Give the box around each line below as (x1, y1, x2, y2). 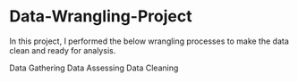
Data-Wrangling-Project (9, 6, 192, 27)
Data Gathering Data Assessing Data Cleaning (9, 62, 179, 73)
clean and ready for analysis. (9, 45, 116, 55)
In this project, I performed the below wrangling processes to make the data (9, 36, 289, 46)
